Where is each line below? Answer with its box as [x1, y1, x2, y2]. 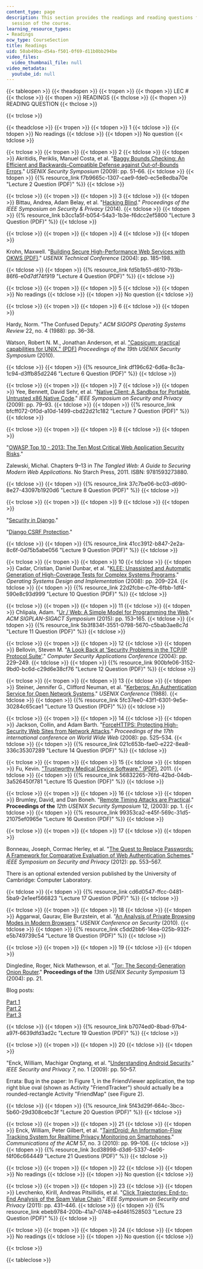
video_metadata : [6, 65, 47, 72]
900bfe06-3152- [153, 659, 196, 667]
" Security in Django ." [6, 516, 59, 524]
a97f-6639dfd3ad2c [6, 1030, 57, 1037]
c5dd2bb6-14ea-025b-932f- [119, 925, 192, 933]
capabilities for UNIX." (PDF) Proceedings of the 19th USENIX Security [6, 345, 181, 353]
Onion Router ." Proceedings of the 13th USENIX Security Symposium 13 [6, 968, 185, 976]
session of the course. [11, 20, 71, 26]
